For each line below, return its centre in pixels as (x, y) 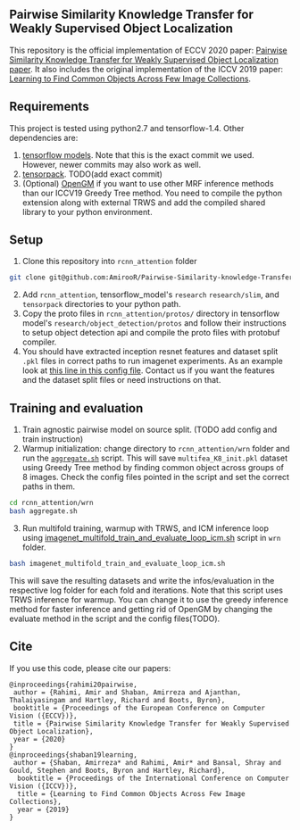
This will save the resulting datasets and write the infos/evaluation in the (142, 580)
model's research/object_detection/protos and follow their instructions (154, 323)
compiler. (39, 342)
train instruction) (53, 439)
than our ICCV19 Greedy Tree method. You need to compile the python (152, 193)
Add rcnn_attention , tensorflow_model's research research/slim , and (150, 295)
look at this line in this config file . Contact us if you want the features (148, 370)
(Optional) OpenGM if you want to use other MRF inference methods (148, 183)
